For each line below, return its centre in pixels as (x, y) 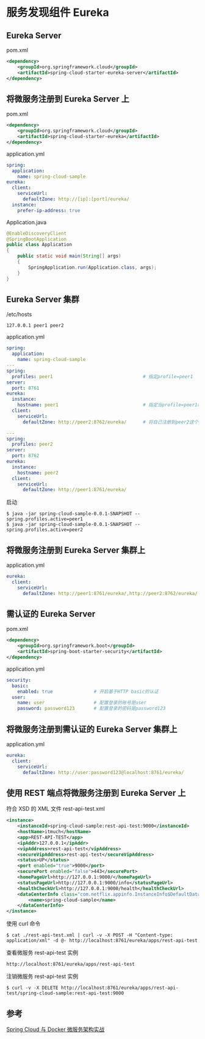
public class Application (39, 245)
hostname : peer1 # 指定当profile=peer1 (108, 405)
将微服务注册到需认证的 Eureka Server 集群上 (92, 729)
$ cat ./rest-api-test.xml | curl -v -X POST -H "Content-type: (90, 935)
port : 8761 (26, 388)
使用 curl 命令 (23, 924)
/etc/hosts (19, 315)
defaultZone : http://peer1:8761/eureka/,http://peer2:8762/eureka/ (110, 593)
